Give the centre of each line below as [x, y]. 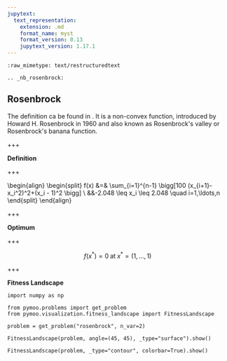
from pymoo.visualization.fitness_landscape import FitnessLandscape [111, 314]
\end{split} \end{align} [40, 200]
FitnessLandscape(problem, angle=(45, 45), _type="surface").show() [109, 339]
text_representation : [45, 20]
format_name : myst [47, 33]
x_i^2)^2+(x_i [26, 193]
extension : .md [42, 27]
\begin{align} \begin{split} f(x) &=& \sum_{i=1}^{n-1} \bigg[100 [97, 185]
